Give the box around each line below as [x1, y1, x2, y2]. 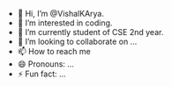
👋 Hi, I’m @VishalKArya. [17, 9, 104, 18]
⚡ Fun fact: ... [17, 68, 66, 79]
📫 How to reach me [17, 47, 91, 56]
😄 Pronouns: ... [17, 59, 75, 69]
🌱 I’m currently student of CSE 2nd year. [17, 27, 164, 37]
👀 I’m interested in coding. [17, 18, 113, 28]
